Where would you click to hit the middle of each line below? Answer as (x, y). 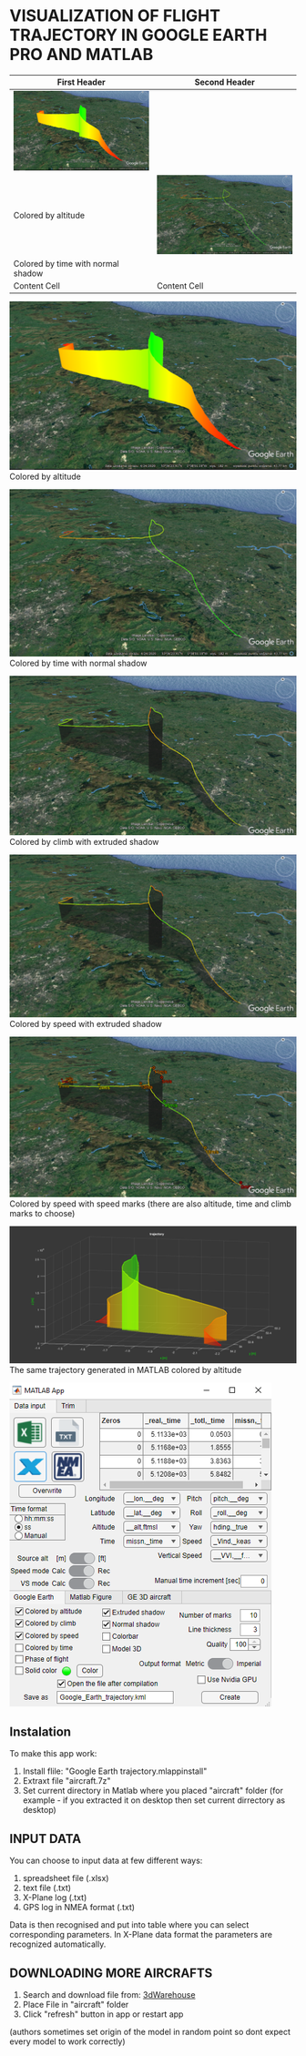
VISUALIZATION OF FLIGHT (115, 16)
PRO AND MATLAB (82, 55)
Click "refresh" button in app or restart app (103, 2014)
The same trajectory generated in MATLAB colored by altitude (126, 1369)
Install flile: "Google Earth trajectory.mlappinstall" (115, 1771)
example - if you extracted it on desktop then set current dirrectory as (153, 1800)
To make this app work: (53, 1754)
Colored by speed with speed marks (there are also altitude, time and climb (150, 1204)
